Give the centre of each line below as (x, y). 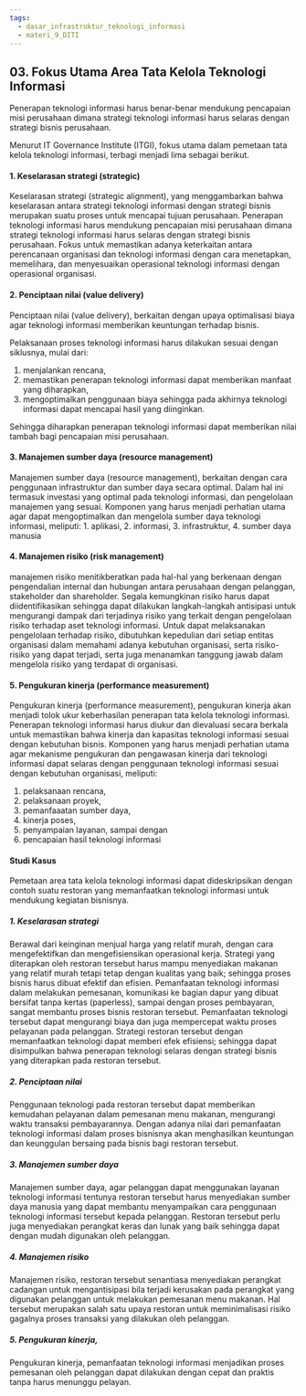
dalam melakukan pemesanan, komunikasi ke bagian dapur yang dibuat (144, 993)
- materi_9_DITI (48, 35)
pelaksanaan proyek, (62, 801)
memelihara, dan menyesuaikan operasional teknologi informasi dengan (145, 264)
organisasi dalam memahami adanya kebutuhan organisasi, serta (132, 645)
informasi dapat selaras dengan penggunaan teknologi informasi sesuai (144, 764)
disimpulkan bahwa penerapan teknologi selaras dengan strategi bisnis (143, 1051)
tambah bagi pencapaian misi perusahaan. (90, 436)
